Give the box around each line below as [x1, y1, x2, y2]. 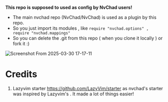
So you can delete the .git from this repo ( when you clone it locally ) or [12, 35, 163, 41]
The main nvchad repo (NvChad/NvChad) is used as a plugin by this [12, 14, 157, 20]
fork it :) [12, 40, 30, 47]
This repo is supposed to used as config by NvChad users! [5, 5, 132, 10]
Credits [5, 69, 37, 80]
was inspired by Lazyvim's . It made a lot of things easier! [12, 91, 134, 97]
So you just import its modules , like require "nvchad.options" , [12, 25, 149, 31]
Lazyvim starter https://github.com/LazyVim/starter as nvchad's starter [12, 85, 163, 91]
